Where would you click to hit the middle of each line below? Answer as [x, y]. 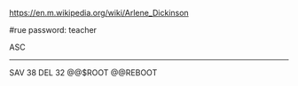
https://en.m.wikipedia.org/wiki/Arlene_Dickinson [99, 13]
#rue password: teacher [53, 30]
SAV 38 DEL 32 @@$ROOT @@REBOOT [83, 73]
